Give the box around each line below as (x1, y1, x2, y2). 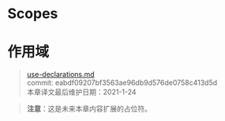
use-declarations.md (26, 70, 96, 79)
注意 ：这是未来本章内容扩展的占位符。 (26, 104, 152, 114)
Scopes (7, 5, 58, 23)
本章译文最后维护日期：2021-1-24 (26, 87, 137, 97)
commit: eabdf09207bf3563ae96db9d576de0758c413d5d (26, 78, 218, 87)
